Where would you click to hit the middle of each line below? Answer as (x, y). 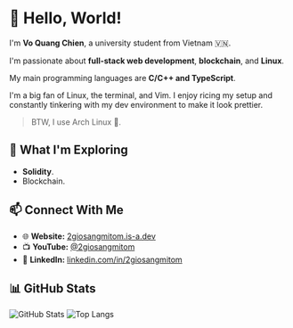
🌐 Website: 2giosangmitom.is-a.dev (89, 236)
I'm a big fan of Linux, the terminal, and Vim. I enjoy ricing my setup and (141, 95)
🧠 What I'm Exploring (69, 150)
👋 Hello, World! (65, 18)
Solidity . (38, 171)
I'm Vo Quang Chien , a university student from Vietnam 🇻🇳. (120, 43)
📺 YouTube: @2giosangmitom (78, 246)
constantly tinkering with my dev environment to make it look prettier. (136, 104)
